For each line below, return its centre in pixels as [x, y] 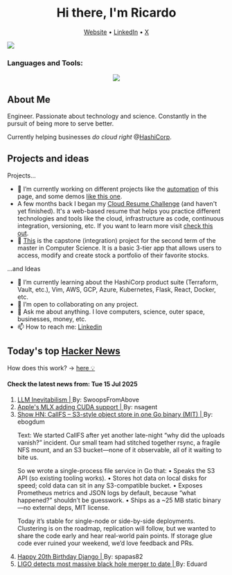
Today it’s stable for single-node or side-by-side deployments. [106, 521]
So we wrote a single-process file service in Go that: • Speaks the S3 [116, 470]
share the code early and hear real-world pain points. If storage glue [115, 535]
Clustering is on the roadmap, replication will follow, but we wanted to [116, 528]
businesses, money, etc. [52, 319]
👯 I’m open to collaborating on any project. [78, 304]
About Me [29, 100]
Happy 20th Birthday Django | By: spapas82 [80, 556]
